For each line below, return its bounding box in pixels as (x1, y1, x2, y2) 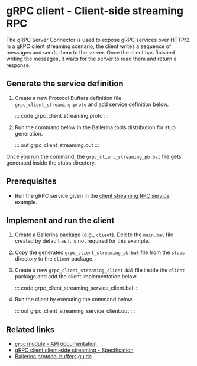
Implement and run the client (6, 215, 115, 226)
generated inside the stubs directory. (6, 159, 96, 166)
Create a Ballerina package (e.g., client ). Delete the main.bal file (14, 231, 173, 238)
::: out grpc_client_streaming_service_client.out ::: (14, 307, 135, 314)
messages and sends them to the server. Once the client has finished (6, 49, 175, 56)
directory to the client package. (14, 255, 94, 262)
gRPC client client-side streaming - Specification (14, 346, 134, 354)
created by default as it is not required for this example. (14, 237, 150, 245)
